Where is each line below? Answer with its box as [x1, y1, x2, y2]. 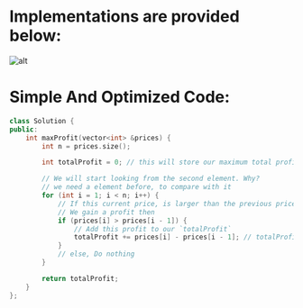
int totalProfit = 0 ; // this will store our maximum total [41, 158, 272, 168]
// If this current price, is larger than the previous [57, 199, 272, 208]
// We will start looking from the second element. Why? [41, 174, 260, 184]
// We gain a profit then [57, 207, 155, 217]
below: [9, 25, 61, 46]
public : [9, 124, 39, 134]
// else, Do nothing [57, 249, 135, 258]
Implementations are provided [9, 6, 241, 27]
